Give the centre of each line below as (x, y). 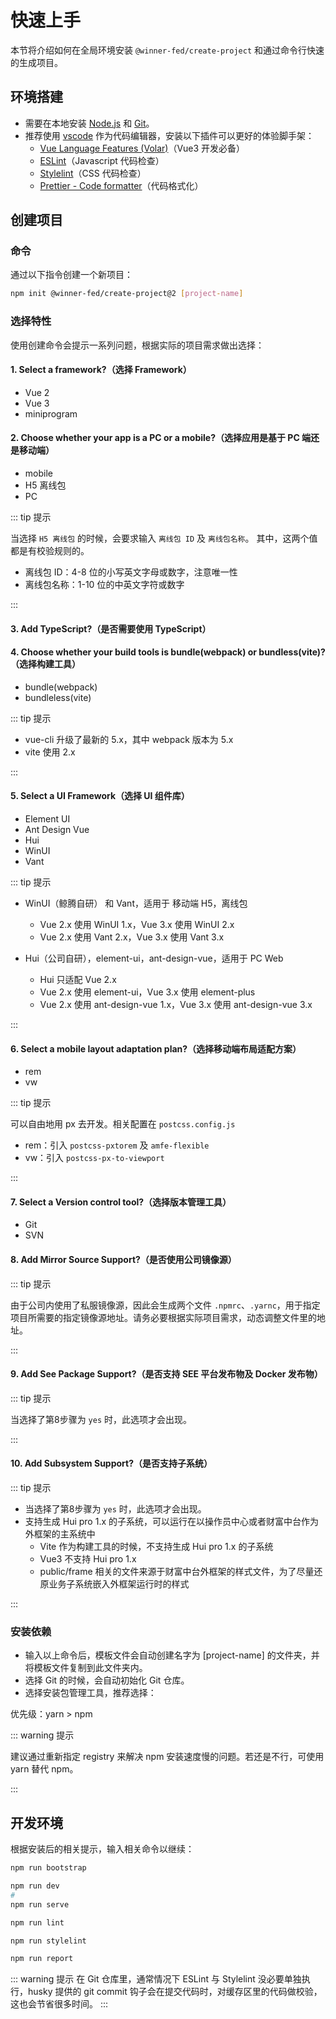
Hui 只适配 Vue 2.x (78, 980)
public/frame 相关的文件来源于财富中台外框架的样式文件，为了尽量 (177, 1572)
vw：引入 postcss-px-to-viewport (94, 1158)
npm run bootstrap (48, 1868)
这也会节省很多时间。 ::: (59, 2004)
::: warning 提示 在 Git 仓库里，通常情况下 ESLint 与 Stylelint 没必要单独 (156, 1979)
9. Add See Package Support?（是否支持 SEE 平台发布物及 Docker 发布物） (166, 1374)
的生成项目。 (36, 62)
